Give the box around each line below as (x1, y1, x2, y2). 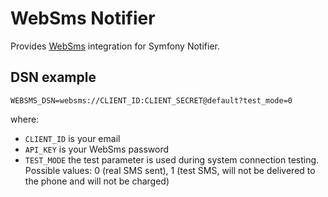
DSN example (10, 69, 97, 86)
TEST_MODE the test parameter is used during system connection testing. (24, 153, 320, 166)
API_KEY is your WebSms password (24, 143, 170, 155)
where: (10, 113, 40, 125)
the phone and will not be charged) (24, 175, 170, 187)
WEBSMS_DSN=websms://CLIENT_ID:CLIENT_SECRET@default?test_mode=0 (10, 95, 293, 106)
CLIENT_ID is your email (24, 132, 121, 144)
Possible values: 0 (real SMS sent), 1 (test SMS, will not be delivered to (24, 164, 316, 176)
